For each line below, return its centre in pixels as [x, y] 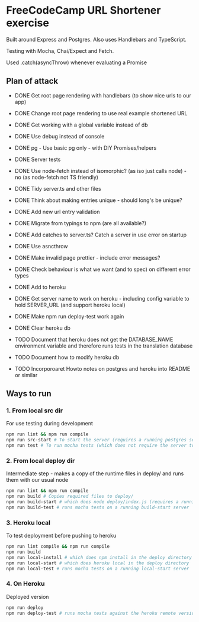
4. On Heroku [25, 584]
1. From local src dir [35, 411]
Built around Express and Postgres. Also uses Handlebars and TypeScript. [96, 39]
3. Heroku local [28, 522]
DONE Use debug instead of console [60, 136]
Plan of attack [32, 81]
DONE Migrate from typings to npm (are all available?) [81, 223]
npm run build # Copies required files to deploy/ [70, 497]
